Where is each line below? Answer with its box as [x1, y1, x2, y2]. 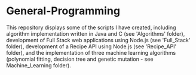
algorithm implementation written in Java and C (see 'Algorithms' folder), [6, 30, 185, 37]
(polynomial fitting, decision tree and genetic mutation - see [6, 55, 154, 62]
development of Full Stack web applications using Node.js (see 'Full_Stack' [6, 36, 191, 43]
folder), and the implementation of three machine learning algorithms [6, 49, 176, 56]
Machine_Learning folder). [6, 61, 72, 69]
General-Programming [6, 4, 121, 18]
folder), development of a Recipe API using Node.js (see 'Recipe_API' [6, 43, 177, 50]
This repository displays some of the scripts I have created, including [6, 24, 176, 31]
